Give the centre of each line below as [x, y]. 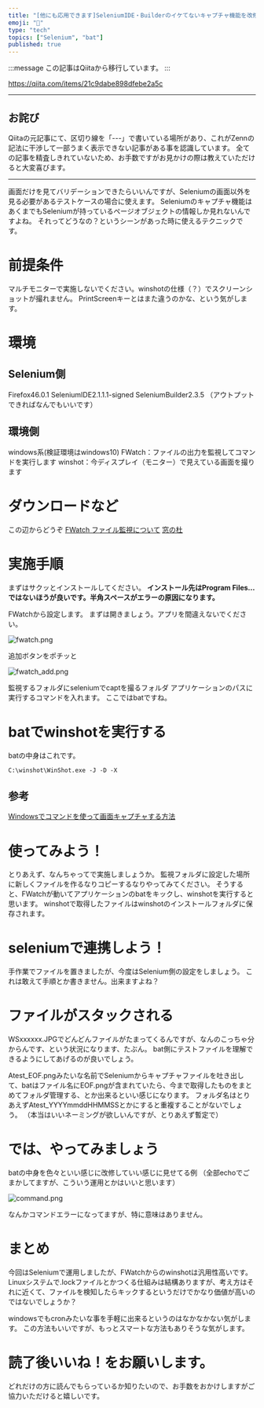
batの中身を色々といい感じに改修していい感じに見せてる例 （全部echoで [126, 1173]
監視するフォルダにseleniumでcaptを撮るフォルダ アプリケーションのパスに [131, 687]
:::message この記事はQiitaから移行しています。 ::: [90, 68]
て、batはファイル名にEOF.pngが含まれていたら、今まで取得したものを [123, 1085]
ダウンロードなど [64, 506]
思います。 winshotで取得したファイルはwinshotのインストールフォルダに [127, 904]
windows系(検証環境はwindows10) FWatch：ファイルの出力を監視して [122, 452]
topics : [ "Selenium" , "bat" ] [56, 37]
